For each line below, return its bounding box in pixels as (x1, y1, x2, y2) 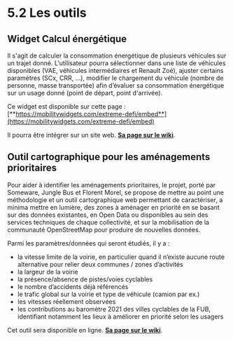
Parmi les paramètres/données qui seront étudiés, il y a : (7, 239, 170, 247)
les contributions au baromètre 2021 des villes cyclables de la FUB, (17, 305, 211, 313)
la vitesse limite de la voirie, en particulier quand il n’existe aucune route (17, 253, 225, 261)
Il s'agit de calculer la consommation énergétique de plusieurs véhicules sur (7, 51, 227, 60)
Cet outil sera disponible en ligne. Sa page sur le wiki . (7, 326, 163, 334)
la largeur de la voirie (17, 267, 78, 276)
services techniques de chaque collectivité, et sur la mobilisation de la (7, 218, 210, 226)
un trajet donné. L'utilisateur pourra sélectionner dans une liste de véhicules (7, 59, 226, 67)
